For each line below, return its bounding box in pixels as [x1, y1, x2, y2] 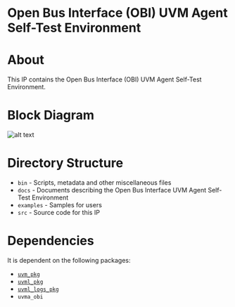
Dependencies [7, 233, 94, 249]
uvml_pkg [17, 278, 44, 285]
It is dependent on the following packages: [7, 256, 132, 264]
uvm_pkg [17, 270, 40, 278]
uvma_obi [17, 293, 44, 300]
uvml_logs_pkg [17, 286, 59, 293]
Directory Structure [7, 155, 124, 171]
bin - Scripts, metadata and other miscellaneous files [17, 178, 172, 187]
